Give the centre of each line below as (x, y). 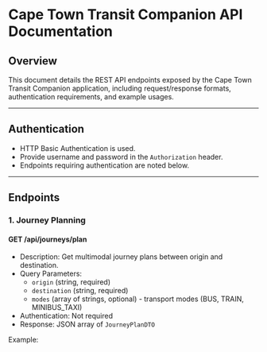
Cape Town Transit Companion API (126, 15)
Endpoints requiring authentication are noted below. (104, 165)
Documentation (61, 31)
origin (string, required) (71, 282)
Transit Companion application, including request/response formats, (120, 88)
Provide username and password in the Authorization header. (121, 157)
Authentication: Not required (66, 316)
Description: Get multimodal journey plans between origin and (121, 257)
